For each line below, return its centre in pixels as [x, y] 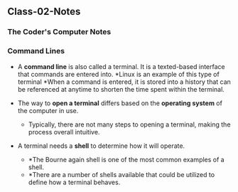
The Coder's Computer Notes [59, 32]
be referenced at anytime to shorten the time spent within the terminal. [121, 89]
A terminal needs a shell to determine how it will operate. [101, 146]
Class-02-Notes [44, 12]
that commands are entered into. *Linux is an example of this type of [119, 74]
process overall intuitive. [64, 132]
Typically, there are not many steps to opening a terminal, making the [129, 124]
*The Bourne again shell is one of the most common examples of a [126, 159]
